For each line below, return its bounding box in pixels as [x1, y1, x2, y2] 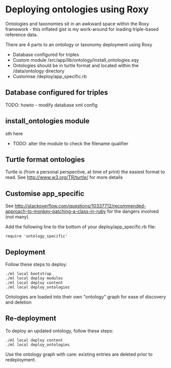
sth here [5, 130, 23, 137]
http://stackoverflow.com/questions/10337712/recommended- [14, 203, 146, 209]
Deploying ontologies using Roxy [5, 4, 149, 15]
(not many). [5, 214, 30, 220]
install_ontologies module [5, 117, 90, 125]
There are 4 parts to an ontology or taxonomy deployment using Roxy [5, 41, 153, 47]
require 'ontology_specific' [5, 234, 68, 239]
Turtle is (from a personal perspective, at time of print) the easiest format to [5, 169, 165, 175]
